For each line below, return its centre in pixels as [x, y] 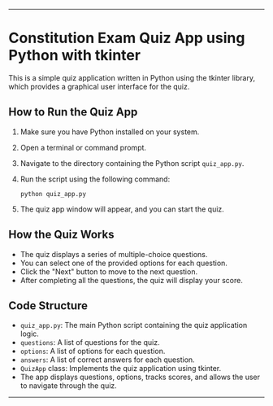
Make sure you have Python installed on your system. [110, 132]
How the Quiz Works [61, 235]
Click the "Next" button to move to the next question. [108, 271]
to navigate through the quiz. [69, 386]
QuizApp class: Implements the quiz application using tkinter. [121, 369]
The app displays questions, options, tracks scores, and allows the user [140, 377]
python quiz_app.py [53, 194]
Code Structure [48, 306]
